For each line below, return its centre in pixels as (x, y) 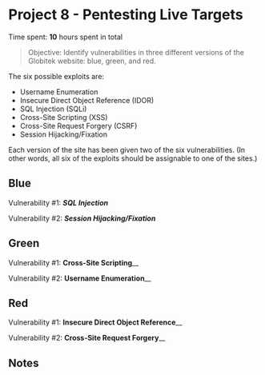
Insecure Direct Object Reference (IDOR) (87, 100)
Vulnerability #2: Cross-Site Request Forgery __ (87, 338)
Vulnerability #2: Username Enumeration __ (80, 278)
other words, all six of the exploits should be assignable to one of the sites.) (133, 158)
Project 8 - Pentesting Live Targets (126, 15)
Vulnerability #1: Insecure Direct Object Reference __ (95, 322)
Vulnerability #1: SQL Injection (58, 202)
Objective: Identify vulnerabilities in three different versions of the (136, 52)
